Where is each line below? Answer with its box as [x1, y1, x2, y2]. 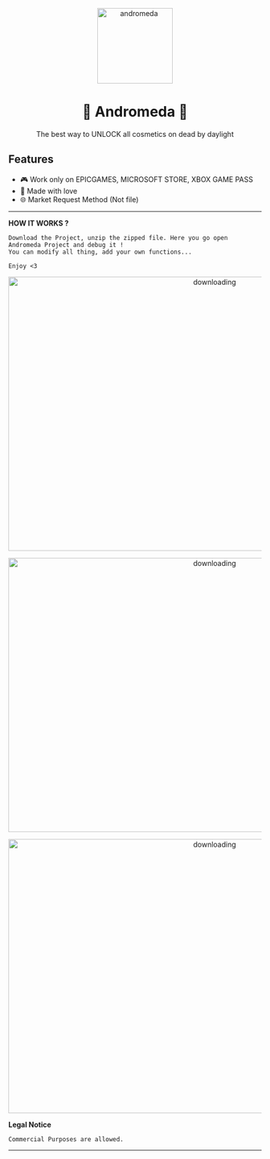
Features [8, 153, 54, 167]
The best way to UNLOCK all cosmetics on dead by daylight [35, 129, 235, 138]
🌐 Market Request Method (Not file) [19, 194, 139, 204]
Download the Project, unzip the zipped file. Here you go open [8, 233, 228, 241]
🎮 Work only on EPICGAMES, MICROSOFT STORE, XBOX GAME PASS [19, 174, 253, 184]
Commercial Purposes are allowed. [8, 1135, 125, 1143]
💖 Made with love [19, 186, 78, 196]
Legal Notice [8, 1120, 52, 1129]
